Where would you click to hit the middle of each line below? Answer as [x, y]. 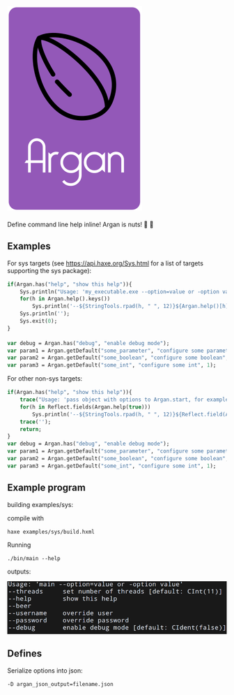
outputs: [19, 571]
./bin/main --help [34, 558]
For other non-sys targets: [45, 379]
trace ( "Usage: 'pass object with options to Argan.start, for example [124, 400]
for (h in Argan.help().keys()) [65, 299]
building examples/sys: [40, 504]
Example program [46, 488]
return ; [31, 429]
